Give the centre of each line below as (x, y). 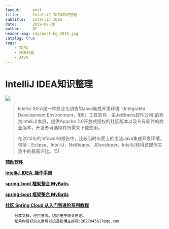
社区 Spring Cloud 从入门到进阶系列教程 (47, 205)
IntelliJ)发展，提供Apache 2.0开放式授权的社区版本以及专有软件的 (91, 121)
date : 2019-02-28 (30, 24)
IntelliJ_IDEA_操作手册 (29, 173)
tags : (11, 43)
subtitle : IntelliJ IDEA (34, 19)
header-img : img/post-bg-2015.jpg (42, 34)
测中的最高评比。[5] (39, 151)
